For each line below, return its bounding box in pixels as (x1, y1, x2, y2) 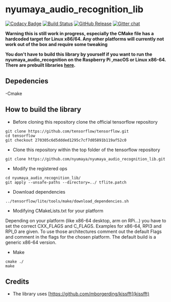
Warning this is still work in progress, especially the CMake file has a (5, 30, 154, 36)
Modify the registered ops (12, 165, 67, 172)
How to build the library (5, 105, 82, 114)
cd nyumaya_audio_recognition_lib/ (5, 175, 81, 180)
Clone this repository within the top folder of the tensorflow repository (12, 147, 160, 153)
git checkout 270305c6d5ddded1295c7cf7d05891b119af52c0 (5, 137, 127, 143)
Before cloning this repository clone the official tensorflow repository (12, 119, 158, 125)
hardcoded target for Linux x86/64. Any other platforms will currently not (5, 36, 164, 42)
